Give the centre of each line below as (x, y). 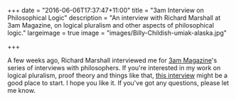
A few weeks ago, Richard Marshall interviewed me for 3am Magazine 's (112, 60)
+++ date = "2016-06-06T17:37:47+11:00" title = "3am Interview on (106, 10)
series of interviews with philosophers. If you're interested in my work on (114, 68)
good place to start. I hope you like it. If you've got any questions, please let (118, 83)
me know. (21, 90)
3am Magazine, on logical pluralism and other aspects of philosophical (111, 25)
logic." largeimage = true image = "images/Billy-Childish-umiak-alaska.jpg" (117, 33)
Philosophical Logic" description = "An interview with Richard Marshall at (114, 18)
